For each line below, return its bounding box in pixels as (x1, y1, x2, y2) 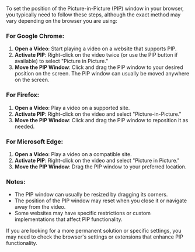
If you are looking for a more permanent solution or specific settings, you (6, 227, 182, 234)
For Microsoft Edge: (6, 137, 64, 146)
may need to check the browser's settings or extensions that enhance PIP (6, 233, 184, 240)
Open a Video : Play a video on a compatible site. (14, 150, 133, 157)
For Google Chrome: (6, 32, 65, 40)
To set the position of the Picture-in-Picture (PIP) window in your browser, (6, 5, 184, 12)
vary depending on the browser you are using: (6, 18, 118, 24)
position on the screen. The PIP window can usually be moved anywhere (14, 70, 190, 77)
